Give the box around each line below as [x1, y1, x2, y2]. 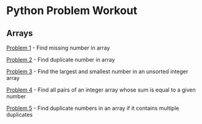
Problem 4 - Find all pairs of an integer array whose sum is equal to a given [6, 86, 196, 93]
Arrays [6, 28, 33, 38]
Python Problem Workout [6, 4, 138, 18]
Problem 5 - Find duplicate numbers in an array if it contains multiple [6, 104, 179, 112]
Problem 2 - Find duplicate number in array [6, 56, 115, 63]
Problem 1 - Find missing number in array [6, 44, 110, 51]
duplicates [6, 111, 33, 118]
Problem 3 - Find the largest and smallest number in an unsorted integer [6, 68, 189, 75]
